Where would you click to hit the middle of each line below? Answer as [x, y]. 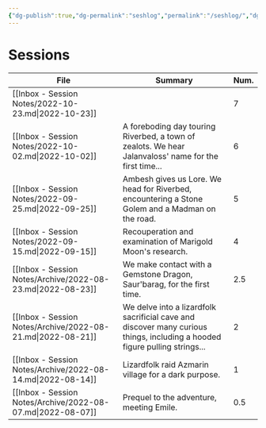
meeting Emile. [150, 407]
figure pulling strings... [164, 346]
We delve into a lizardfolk [169, 307]
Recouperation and [158, 231]
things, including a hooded [172, 337]
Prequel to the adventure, [170, 397]
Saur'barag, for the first [166, 284]
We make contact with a [167, 264]
